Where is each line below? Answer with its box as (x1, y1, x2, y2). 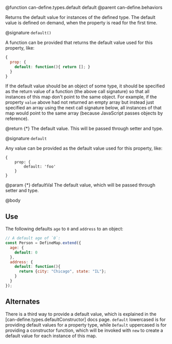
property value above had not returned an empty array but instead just (5, 99, 155, 105)
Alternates (5, 297, 40, 306)
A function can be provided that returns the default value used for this (5, 39, 153, 45)
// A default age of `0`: (5, 236, 60, 241)
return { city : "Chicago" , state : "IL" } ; (18, 269, 106, 274)
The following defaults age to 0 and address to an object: (5, 226, 124, 232)
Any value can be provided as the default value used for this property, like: (5, 145, 163, 151)
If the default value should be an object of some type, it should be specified (5, 83, 165, 89)
